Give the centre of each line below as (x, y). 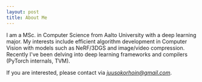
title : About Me (27, 18)
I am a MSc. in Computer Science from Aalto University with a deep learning (101, 35)
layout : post (23, 12)
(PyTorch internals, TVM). (39, 61)
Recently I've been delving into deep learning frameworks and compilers (97, 54)
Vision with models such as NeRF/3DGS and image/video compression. (96, 48)
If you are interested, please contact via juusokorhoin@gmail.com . (89, 72)
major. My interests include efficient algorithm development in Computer (97, 41)
